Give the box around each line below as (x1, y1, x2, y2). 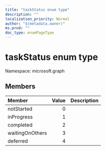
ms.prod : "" (5, 26, 30, 31)
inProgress (7, 113, 33, 120)
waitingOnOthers (7, 129, 47, 136)
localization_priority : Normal (5, 16, 70, 21)
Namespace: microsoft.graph (5, 68, 65, 74)
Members (5, 82, 36, 91)
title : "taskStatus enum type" (5, 7, 70, 12)
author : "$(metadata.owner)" (5, 21, 65, 26)
